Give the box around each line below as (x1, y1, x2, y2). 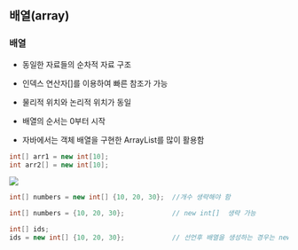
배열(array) (9, 8, 70, 24)
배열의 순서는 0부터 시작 (21, 115, 106, 126)
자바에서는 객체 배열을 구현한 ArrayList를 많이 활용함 (21, 134, 205, 145)
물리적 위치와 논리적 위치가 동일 (21, 97, 131, 107)
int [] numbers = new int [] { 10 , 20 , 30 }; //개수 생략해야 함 (9, 193, 231, 202)
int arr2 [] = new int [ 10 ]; (9, 160, 109, 169)
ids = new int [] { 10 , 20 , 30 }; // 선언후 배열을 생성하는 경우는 (9, 233, 275, 242)
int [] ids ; (9, 225, 50, 234)
